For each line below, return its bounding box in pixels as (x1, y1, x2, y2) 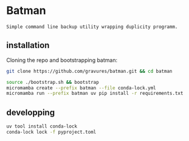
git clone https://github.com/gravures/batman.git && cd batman (6, 68, 173, 74)
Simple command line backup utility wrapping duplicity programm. (6, 24, 178, 30)
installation (6, 40, 50, 50)
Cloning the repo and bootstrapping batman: (6, 56, 117, 64)
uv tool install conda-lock (6, 123, 78, 129)
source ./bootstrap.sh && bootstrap (6, 79, 99, 85)
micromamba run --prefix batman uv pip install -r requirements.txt (6, 91, 184, 97)
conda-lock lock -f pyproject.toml (6, 129, 97, 135)
